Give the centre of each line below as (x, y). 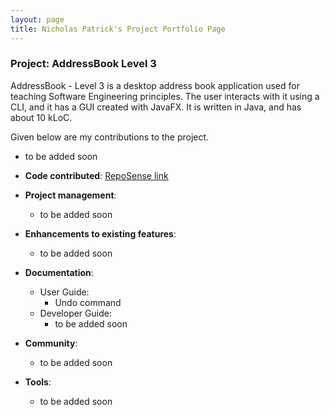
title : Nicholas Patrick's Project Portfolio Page (118, 29)
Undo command (88, 302)
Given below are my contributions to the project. (110, 137)
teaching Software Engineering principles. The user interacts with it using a (165, 96)
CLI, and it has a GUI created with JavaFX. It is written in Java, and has (156, 107)
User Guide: (64, 292)
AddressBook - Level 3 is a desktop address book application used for (155, 85)
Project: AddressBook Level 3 (83, 64)
